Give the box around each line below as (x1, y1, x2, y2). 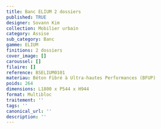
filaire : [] (6, 64, 36, 70)
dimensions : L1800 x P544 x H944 (6, 86, 89, 92)
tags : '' (6, 102, 28, 109)
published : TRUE (6, 14, 47, 20)
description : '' (6, 114, 47, 119)
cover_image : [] (6, 53, 47, 59)
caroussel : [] (6, 58, 42, 64)
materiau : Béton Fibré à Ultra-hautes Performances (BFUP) (6, 75, 156, 81)
